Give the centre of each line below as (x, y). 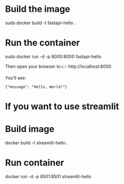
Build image (30, 129)
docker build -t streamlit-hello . (37, 143)
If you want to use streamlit (62, 107)
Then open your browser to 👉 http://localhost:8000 (58, 66)
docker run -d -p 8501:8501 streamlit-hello (48, 176)
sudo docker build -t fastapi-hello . (41, 23)
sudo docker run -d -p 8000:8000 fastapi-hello (53, 56)
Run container (35, 163)
